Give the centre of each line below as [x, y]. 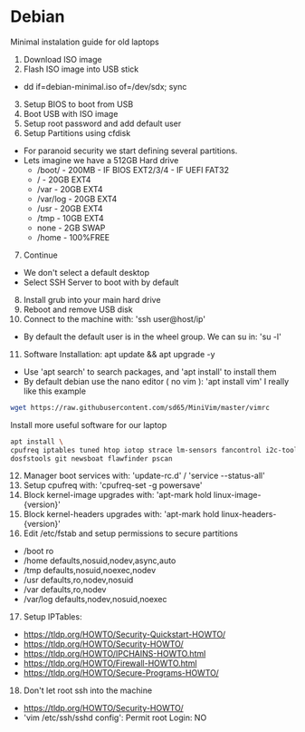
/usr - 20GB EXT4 [70, 208]
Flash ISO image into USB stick [81, 69]
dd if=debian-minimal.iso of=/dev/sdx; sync [105, 86]
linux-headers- [249, 514]
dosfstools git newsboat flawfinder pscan [91, 459]
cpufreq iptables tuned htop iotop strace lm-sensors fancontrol [136, 450]
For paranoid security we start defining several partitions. [130, 151]
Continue [40, 255]
